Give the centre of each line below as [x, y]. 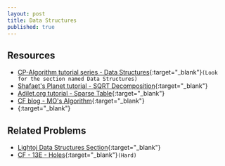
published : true [31, 27]
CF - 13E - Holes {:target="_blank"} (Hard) [77, 155]
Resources [31, 55]
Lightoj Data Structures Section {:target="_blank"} [89, 147]
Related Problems [47, 130]
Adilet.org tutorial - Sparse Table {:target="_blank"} [91, 94]
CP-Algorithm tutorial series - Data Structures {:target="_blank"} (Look [117, 72]
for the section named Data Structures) [77, 79]
